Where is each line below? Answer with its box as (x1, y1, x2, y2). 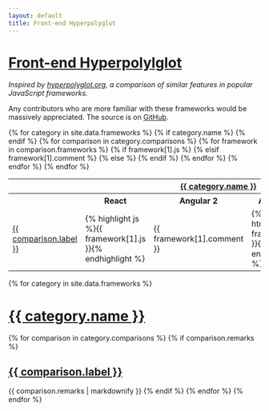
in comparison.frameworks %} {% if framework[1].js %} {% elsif (8, 145, 219, 154)
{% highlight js (85, 213, 140, 225)
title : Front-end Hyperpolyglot (8, 19, 116, 27)
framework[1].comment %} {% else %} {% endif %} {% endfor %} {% (8, 154, 239, 163)
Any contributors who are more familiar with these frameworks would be (8, 104, 247, 114)
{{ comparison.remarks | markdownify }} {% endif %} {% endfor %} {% (8, 386, 244, 396)
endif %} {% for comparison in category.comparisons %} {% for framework (8, 137, 258, 146)
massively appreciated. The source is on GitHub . (8, 113, 169, 122)
